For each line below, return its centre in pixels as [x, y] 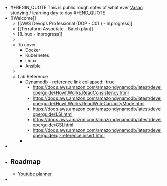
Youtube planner [35, 174]
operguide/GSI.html [53, 125]
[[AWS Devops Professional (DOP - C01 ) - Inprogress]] [75, 23]
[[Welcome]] [23, 18]
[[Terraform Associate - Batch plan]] [55, 29]
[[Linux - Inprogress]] [40, 34]
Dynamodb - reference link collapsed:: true [70, 82]
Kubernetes [37, 55]
